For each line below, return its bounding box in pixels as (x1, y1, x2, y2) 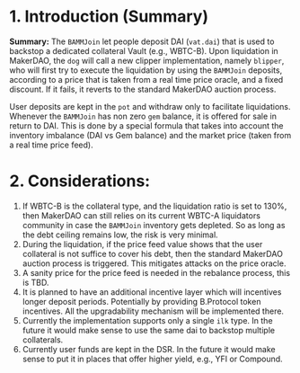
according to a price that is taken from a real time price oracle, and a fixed (9, 74, 284, 84)
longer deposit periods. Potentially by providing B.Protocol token (22, 296, 261, 306)
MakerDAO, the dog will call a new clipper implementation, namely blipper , (9, 55, 285, 66)
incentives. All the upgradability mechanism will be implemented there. (22, 306, 285, 316)
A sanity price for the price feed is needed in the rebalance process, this (22, 267, 290, 278)
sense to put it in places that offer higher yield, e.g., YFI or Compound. (22, 353, 283, 364)
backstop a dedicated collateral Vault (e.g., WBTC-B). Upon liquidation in (9, 45, 278, 56)
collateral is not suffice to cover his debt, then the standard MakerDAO (22, 248, 283, 259)
